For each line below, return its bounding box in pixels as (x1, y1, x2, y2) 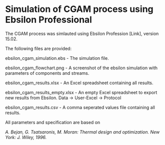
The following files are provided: (5, 45, 71, 51)
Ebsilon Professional (5, 14, 92, 25)
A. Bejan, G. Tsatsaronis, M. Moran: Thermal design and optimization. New (5, 129, 160, 135)
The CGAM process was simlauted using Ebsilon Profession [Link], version (5, 30, 159, 36)
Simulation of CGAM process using (5, 3, 153, 15)
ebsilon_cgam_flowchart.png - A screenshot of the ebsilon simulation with (5, 65, 157, 71)
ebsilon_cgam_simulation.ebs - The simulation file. (5, 55, 109, 61)
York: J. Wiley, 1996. (5, 134, 47, 140)
